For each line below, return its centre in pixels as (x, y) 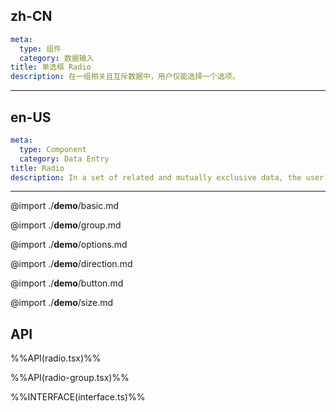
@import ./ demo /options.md (69, 245)
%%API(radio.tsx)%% (56, 358)
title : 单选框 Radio (51, 67)
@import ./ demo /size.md (62, 303)
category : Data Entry (64, 159)
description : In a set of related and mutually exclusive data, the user (167, 177)
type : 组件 (40, 49)
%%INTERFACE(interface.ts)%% (78, 397)
